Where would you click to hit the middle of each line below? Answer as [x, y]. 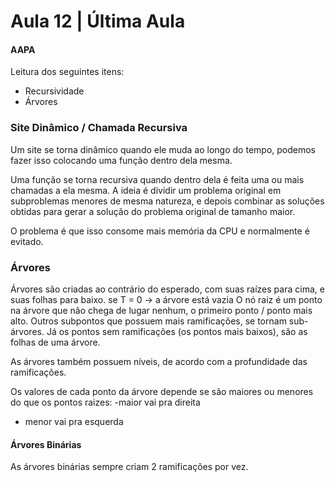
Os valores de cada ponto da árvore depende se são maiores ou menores [162, 391]
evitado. [27, 241]
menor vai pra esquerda [74, 421]
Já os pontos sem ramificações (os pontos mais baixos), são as [177, 331]
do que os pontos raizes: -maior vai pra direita [105, 402]
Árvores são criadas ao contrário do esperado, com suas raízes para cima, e [167, 289]
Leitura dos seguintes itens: [67, 72]
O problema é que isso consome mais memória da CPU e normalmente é [160, 231]
